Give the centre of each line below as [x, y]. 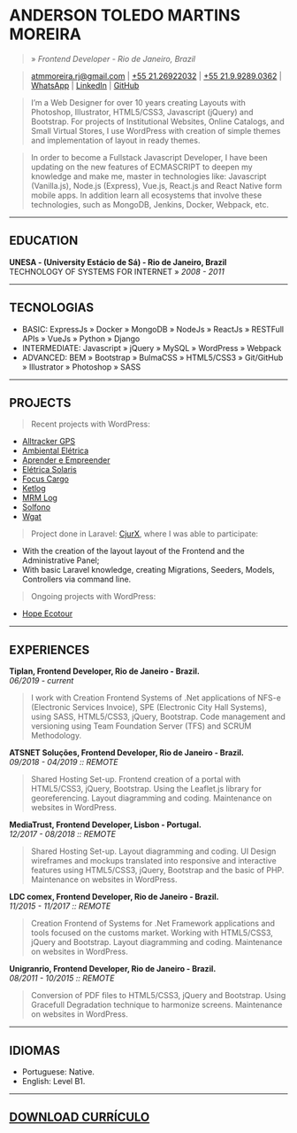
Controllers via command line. [76, 579]
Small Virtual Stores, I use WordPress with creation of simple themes [156, 130]
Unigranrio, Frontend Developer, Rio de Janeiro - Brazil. [113, 969]
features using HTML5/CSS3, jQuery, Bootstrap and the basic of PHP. [157, 871]
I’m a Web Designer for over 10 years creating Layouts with [138, 102]
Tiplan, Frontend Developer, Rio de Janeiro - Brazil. [105, 671]
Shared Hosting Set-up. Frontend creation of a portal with [136, 779]
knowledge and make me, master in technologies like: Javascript [148, 176]
